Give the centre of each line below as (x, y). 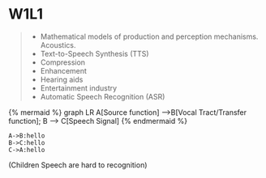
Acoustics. (58, 44)
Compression (63, 62)
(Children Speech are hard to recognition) (78, 165)
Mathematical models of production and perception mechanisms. (149, 36)
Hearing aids (62, 79)
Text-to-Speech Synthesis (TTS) (94, 53)
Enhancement (64, 70)
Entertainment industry (79, 88)
